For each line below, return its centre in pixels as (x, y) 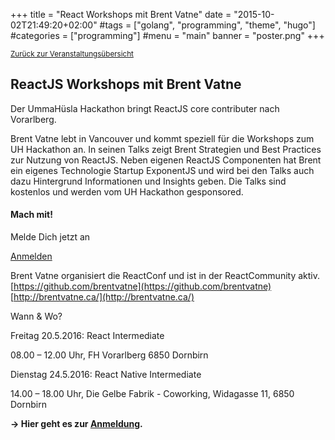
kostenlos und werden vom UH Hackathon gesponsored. (127, 191)
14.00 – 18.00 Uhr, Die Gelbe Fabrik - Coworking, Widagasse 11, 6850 (152, 394)
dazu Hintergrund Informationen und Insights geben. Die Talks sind (148, 181)
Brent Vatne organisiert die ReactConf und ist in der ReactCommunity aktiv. (165, 276)
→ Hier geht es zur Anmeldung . (76, 424)
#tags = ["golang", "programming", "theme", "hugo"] (207, 25)
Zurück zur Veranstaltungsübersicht (72, 54)
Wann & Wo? (36, 316)
